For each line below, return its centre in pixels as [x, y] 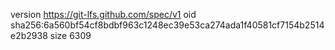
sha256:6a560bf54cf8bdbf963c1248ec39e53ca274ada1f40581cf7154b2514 [167, 25]
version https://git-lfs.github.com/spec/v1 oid [103, 14]
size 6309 [70, 35]
